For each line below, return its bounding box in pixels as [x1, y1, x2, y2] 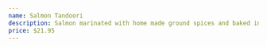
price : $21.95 [8, 26, 56, 34]
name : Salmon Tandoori [8, 11, 83, 20]
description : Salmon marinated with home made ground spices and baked [8, 19, 250, 27]
